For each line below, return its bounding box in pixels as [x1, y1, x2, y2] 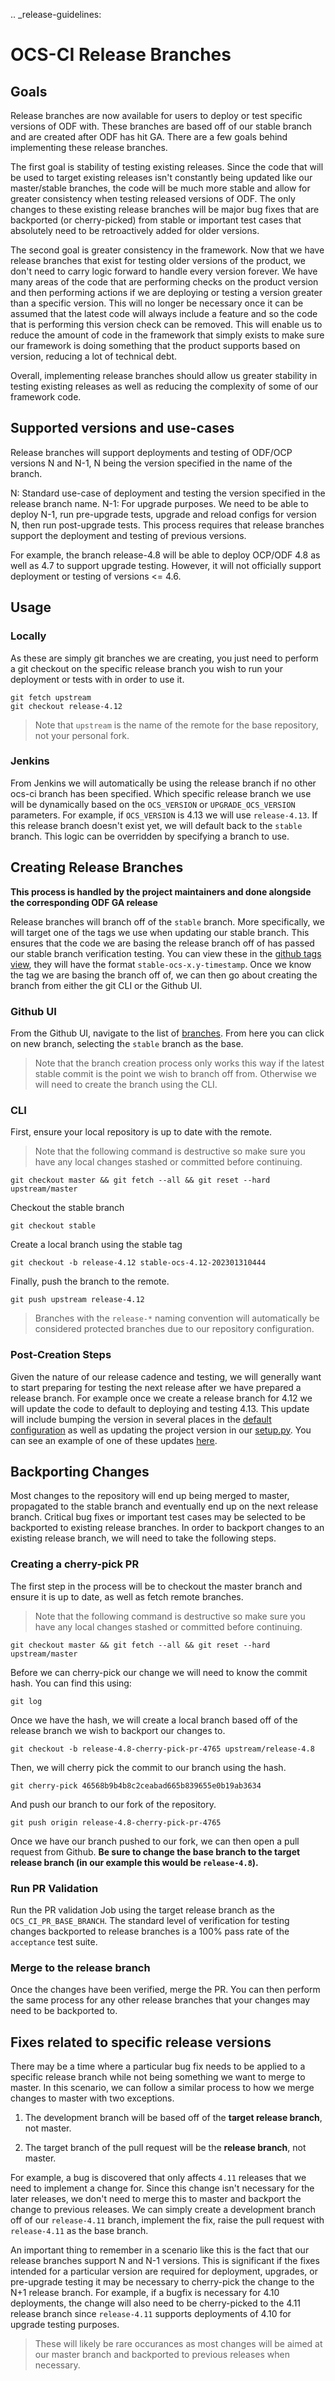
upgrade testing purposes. [10, 2319, 120, 2331]
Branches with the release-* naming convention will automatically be [34, 1312, 320, 1324]
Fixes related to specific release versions [10, 2034, 272, 2051]
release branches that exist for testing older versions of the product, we [10, 255, 306, 266]
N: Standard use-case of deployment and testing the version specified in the [10, 487, 326, 499]
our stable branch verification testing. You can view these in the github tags [10, 947, 322, 959]
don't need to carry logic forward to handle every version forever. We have [10, 265, 318, 277]
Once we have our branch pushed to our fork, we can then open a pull [10, 1835, 300, 1847]
